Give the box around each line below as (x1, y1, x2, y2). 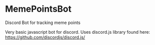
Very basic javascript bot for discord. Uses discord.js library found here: (5, 29, 150, 35)
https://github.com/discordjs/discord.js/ (5, 34, 86, 40)
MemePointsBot (5, 3, 72, 15)
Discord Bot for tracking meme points (5, 20, 81, 25)
